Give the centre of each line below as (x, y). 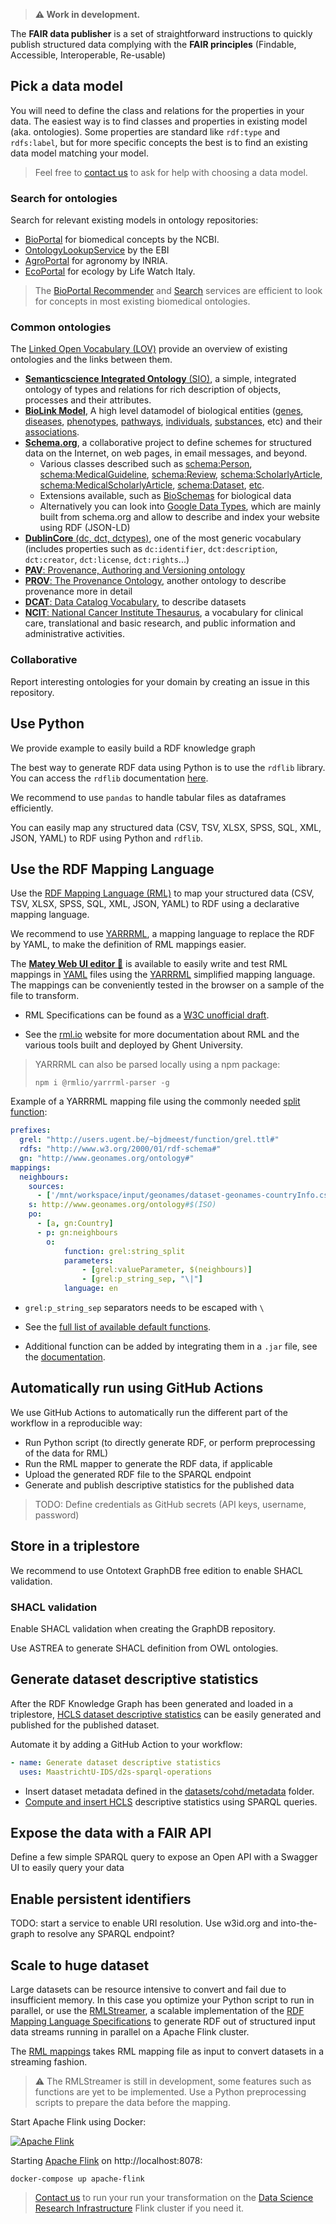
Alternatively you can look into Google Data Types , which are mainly (180, 506)
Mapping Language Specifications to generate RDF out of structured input (163, 2021)
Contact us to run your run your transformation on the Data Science (174, 2197)
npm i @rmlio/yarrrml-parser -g (102, 1083)
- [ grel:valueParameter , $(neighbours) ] (167, 1270)
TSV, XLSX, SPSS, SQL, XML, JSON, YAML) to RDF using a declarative (155, 904)
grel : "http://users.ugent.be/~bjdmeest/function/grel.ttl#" (149, 1140)
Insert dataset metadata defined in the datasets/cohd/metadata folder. (169, 1791)
